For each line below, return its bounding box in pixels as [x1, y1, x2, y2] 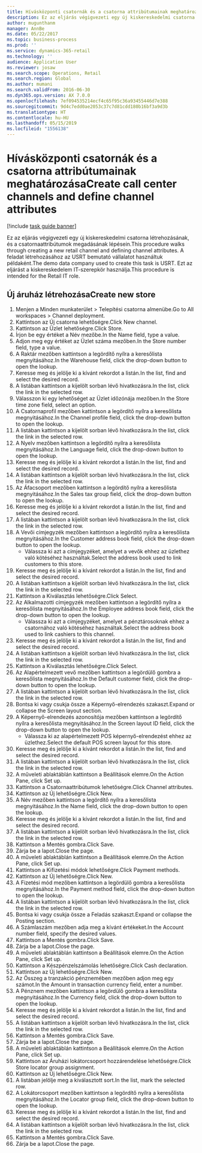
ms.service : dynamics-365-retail [7, 48, 91, 54]
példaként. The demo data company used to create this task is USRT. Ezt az [7, 259, 193, 267]
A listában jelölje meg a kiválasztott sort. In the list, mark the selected [15, 1076, 185, 1083]
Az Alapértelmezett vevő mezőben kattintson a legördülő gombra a [15, 669, 181, 676]
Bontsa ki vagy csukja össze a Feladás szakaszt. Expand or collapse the [15, 911, 192, 918]
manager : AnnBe [7, 25, 45, 32]
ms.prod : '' [7, 43, 37, 49]
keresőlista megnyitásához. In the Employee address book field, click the [15, 605, 194, 612]
